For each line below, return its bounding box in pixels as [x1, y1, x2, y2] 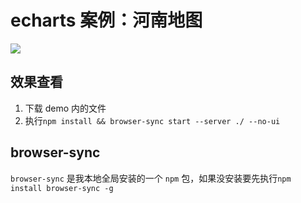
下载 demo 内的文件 [24, 102, 107, 114]
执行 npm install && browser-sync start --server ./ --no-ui [24, 114, 281, 126]
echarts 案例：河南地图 [10, 9, 203, 32]
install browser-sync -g [10, 183, 114, 193]
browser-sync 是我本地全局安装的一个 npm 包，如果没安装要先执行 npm [10, 172, 292, 184]
